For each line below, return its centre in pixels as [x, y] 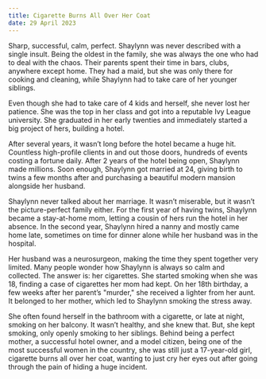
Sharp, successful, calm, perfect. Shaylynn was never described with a [125, 45]
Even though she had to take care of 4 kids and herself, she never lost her [129, 103]
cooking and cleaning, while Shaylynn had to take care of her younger [123, 79]
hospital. [22, 243]
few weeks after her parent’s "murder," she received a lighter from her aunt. [132, 292]
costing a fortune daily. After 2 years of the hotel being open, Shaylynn [124, 160]
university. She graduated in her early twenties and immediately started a [128, 120]
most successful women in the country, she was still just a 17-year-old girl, [130, 350]
